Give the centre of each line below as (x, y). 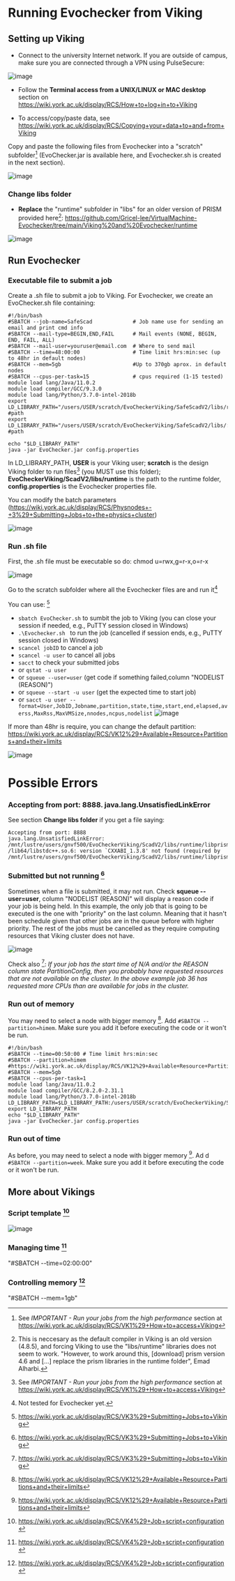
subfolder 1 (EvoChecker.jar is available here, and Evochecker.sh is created (115, 154)
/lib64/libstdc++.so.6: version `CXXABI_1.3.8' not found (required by (114, 851)
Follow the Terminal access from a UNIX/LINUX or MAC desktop (112, 90)
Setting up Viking (46, 39)
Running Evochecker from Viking (105, 13)
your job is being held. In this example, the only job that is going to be (108, 906)
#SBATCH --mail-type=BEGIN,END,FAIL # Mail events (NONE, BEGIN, (113, 334)
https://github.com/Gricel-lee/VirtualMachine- (131, 218)
